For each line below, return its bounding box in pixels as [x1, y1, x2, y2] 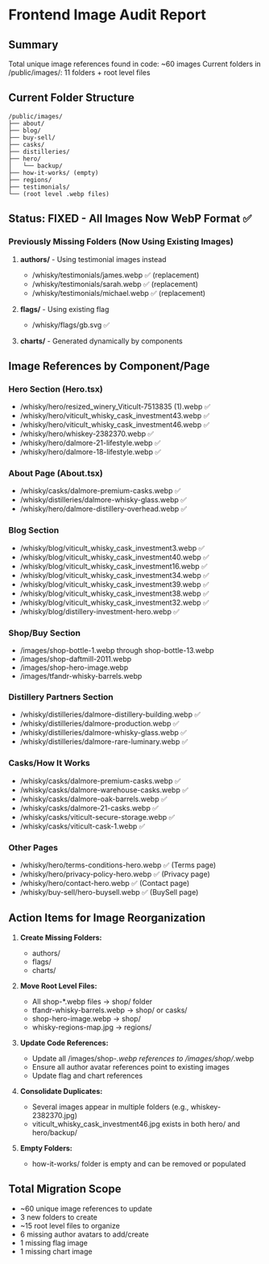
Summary [8, 38, 59, 52]
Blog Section [8, 525, 60, 536]
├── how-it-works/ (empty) [8, 168, 99, 177]
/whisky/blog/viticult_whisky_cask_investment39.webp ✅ [19, 579, 209, 589]
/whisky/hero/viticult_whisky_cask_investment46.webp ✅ [19, 420, 210, 430]
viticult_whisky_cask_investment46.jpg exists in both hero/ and [31, 1119, 240, 1129]
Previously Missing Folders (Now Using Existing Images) [8, 236, 234, 247]
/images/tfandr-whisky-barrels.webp [19, 671, 143, 681]
